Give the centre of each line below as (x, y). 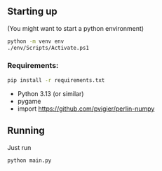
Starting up (32, 12)
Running (26, 131)
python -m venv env (36, 41)
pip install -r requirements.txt (56, 80)
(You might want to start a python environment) (76, 28)
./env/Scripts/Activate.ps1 (48, 48)
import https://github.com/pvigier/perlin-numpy (86, 109)
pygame (29, 101)
